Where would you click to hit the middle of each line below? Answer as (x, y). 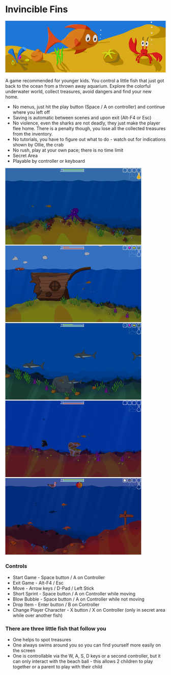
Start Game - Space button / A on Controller (59, 577)
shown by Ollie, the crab (38, 145)
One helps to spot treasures (42, 639)
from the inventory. (33, 134)
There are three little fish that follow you (56, 629)
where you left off (31, 112)
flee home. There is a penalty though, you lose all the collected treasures (89, 129)
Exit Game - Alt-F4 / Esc (38, 583)
